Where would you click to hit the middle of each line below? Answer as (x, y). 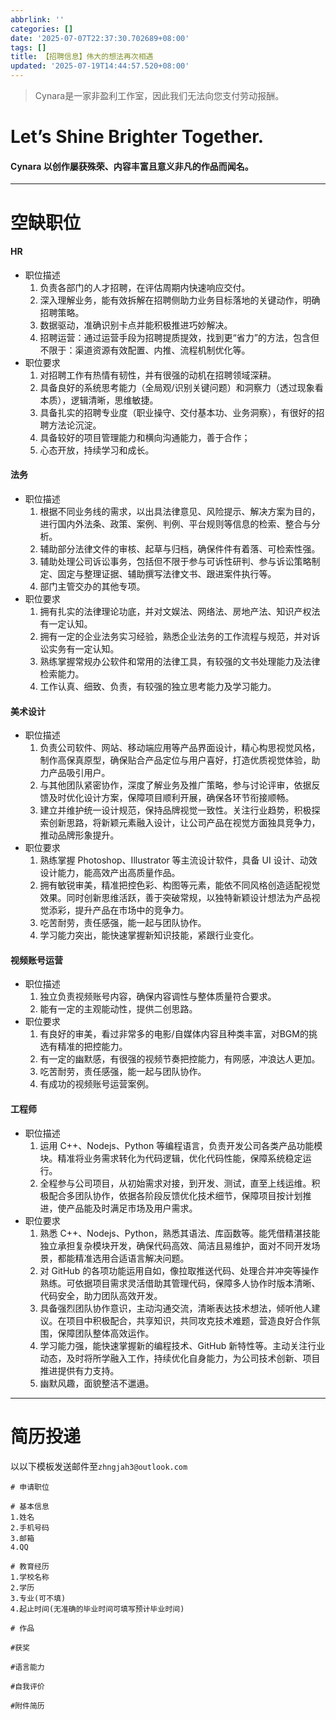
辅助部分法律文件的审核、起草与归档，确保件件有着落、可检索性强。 (180, 548)
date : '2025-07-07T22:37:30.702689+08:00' (100, 38)
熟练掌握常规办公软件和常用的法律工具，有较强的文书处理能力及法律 (180, 661)
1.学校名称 (30, 1577)
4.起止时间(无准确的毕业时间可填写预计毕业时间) (97, 1609)
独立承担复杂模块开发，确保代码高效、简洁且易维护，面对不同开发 (175, 1245)
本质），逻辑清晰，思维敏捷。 (99, 400)
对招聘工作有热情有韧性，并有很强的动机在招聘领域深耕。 (158, 375)
